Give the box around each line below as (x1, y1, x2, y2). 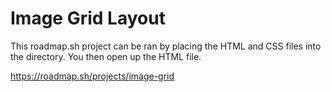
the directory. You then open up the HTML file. (10, 50, 202, 62)
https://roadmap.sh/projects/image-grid (10, 70, 175, 82)
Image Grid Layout (10, 7, 166, 30)
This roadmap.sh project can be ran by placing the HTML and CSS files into (10, 40, 322, 52)
